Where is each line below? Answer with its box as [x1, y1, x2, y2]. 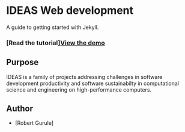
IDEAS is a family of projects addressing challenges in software [6, 73, 163, 80]
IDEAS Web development [6, 4, 134, 17]
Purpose [6, 57, 39, 68]
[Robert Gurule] [14, 119, 54, 127]
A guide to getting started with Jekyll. [6, 24, 99, 31]
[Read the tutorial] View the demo [6, 39, 105, 47]
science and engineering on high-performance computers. [6, 86, 152, 93]
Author [6, 104, 33, 114]
